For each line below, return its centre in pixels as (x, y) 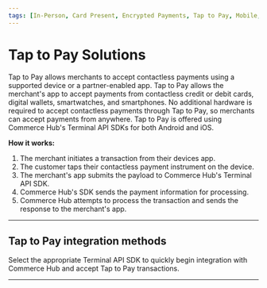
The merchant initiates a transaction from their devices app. (118, 158)
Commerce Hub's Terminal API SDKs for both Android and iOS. (111, 127)
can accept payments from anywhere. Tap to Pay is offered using (115, 119)
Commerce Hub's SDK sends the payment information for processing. (134, 192)
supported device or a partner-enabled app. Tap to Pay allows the (116, 85)
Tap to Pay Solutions (77, 54)
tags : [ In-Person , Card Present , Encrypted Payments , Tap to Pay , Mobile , (135, 15)
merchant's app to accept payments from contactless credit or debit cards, (131, 94)
